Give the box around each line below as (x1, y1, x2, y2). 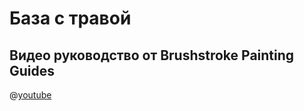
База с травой (9, 7, 132, 30)
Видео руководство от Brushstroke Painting (9, 47, 295, 64)
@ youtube (9, 89, 52, 101)
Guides (9, 62, 56, 79)
